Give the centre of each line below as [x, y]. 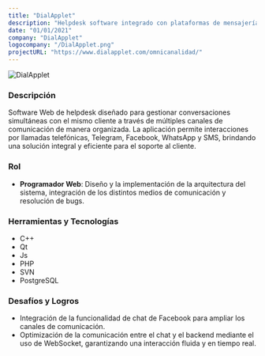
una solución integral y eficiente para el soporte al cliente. [102, 146]
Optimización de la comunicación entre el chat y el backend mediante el [136, 335]
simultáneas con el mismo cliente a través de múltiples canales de [116, 121]
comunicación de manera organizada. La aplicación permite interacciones [128, 129]
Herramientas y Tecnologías [63, 221]
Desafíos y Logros [44, 301]
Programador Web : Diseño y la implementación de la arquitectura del [132, 184]
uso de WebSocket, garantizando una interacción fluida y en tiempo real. [138, 343]
